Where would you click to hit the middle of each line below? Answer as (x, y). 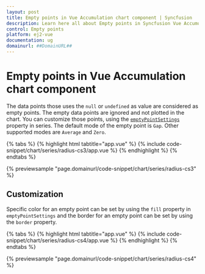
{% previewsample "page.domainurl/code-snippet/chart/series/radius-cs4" (102, 258)
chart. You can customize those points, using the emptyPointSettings (93, 119)
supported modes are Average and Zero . (56, 132)
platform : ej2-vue (30, 35)
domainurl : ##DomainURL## (39, 46)
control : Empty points (35, 29)
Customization (35, 194)
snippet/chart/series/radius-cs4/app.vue (58, 240)
